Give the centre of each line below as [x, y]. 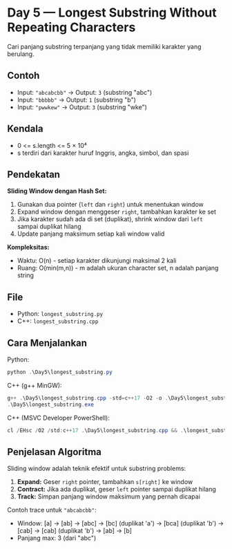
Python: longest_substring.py [60, 314]
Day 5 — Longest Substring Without [112, 13]
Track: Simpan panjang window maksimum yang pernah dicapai [108, 496]
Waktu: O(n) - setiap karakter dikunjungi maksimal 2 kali [97, 261]
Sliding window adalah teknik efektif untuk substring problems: [97, 469]
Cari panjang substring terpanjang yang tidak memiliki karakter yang [104, 46]
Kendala [25, 129]
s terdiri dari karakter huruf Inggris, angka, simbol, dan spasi [103, 153]
